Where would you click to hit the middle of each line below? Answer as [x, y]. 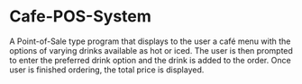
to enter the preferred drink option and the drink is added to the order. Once [150, 60]
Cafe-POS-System [80, 17]
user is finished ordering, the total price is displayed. [107, 70]
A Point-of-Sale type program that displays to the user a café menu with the [150, 41]
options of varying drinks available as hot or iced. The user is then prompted [151, 50]
